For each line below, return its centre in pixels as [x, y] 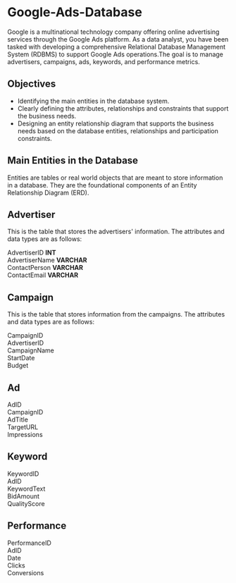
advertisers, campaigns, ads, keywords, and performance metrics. [104, 61]
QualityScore [26, 503]
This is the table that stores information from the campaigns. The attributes [116, 314]
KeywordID [23, 474]
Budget [18, 366]
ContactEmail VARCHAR [43, 275]
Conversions [26, 572]
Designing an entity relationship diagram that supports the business [116, 123]
